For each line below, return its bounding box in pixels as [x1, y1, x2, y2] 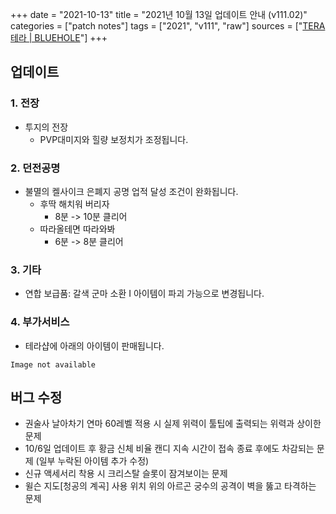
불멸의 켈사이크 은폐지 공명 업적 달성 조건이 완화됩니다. [24, 185, 239, 197]
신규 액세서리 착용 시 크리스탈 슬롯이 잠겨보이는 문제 [24, 468, 228, 480]
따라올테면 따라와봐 [39, 223, 116, 235]
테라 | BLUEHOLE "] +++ [10, 32, 108, 43]
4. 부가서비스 [10, 315, 70, 329]
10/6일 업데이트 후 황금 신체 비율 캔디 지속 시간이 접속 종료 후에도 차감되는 [24, 443, 315, 455]
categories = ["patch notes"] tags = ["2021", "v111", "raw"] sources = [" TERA [10, 20, 326, 32]
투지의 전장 [24, 121, 69, 133]
